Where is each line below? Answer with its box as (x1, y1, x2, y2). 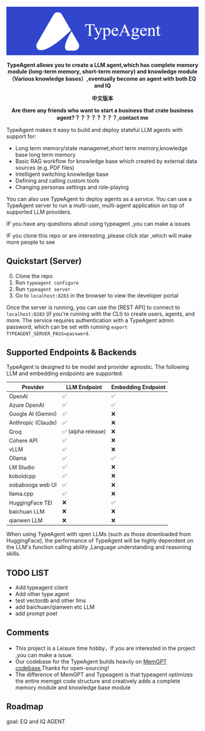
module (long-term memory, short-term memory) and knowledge (7, 68, 177, 75)
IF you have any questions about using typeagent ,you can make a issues (6, 220, 191, 227)
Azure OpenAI (9, 401, 45, 409)
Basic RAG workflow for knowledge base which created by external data (15, 157, 197, 165)
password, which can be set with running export (6, 323, 128, 330)
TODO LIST (6, 567, 49, 578)
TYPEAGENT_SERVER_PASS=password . (6, 329, 90, 336)
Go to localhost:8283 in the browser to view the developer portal (15, 291, 179, 299)
